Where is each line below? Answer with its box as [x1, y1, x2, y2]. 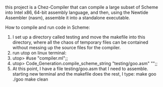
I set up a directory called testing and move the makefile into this [12, 34, 146, 40]
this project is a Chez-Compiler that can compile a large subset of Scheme [5, 4, 159, 10]
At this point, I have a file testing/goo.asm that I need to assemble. [12, 66, 149, 72]
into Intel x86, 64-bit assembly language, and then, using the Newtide [5, 9, 149, 15]
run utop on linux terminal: [12, 50, 67, 56]
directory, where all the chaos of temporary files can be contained [12, 39, 149, 45]
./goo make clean [12, 77, 48, 82]
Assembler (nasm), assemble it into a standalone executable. [5, 15, 131, 20]
